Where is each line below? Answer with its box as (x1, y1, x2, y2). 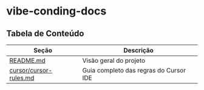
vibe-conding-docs (6, 4, 107, 18)
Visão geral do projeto (82, 56, 146, 65)
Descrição (123, 47, 154, 54)
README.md (9, 56, 46, 65)
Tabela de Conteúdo (6, 28, 84, 39)
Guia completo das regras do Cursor (82, 66, 186, 74)
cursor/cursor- (9, 66, 53, 74)
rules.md (9, 74, 35, 82)
